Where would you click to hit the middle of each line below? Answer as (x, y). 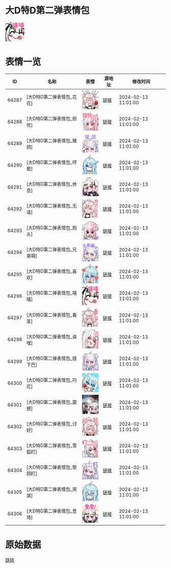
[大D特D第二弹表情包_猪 (52, 140)
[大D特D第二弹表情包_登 (52, 511)
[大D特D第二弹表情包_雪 (52, 445)
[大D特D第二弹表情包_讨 (52, 423)
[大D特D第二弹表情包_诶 (52, 336)
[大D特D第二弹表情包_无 (52, 206)
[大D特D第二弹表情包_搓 (52, 359)
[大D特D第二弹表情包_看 (52, 315)
